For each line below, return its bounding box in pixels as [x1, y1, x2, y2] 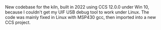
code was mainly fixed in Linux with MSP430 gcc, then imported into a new [5, 15, 156, 20]
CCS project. [5, 19, 31, 25]
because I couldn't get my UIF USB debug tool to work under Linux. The [5, 9, 149, 15]
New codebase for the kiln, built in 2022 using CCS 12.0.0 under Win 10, [5, 4, 149, 10]
